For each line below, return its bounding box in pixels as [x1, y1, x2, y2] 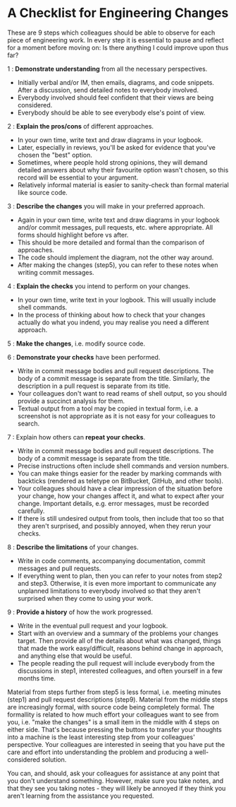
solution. [41, 755, 67, 764]
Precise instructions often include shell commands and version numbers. [17, 461, 229, 470]
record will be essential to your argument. [17, 173, 139, 182]
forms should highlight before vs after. [17, 230, 129, 239]
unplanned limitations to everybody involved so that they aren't [17, 587, 201, 595]
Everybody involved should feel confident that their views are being [17, 93, 214, 102]
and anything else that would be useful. [17, 652, 132, 660]
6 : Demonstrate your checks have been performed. [7, 353, 161, 361]
